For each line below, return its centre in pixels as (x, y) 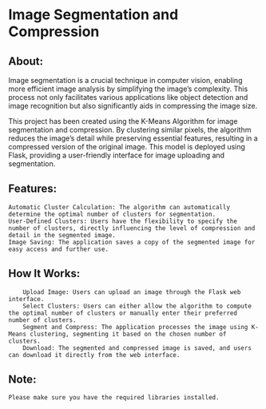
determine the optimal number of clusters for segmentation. (112, 214)
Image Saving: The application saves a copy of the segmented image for (132, 242)
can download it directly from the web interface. (94, 355)
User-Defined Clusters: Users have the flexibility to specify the (123, 221)
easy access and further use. (59, 249)
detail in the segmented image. (62, 235)
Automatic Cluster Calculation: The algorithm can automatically (119, 207)
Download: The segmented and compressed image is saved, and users (137, 348)
